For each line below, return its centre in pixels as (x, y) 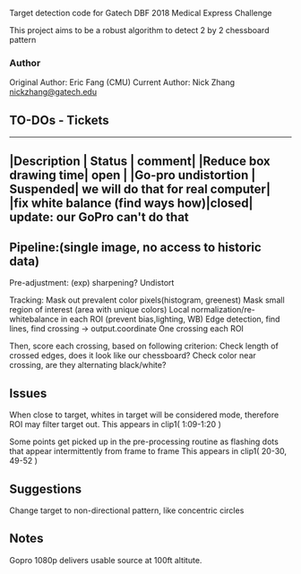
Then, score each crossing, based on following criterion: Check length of (144, 346)
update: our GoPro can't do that (99, 217)
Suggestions (46, 488)
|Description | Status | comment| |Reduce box (140, 161)
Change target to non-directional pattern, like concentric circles (127, 510)
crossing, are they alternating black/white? (88, 365)
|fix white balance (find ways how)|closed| (131, 203)
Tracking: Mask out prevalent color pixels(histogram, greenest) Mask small (147, 300)
